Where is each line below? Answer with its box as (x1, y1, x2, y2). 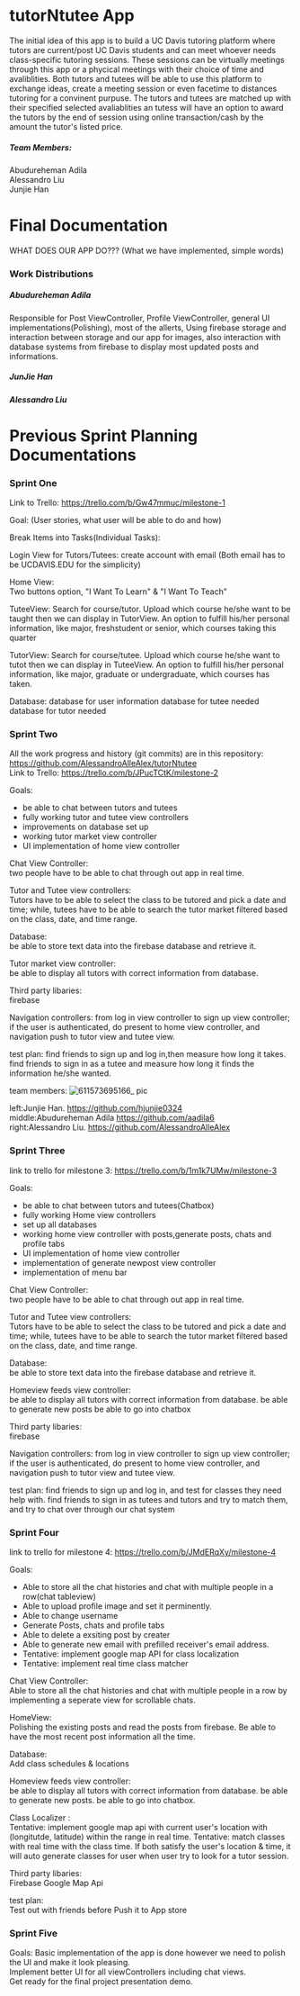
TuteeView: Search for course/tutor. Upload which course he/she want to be (9, 604, 292, 615)
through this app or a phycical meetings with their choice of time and (9, 64, 264, 75)
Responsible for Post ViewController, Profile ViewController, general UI (9, 312, 270, 323)
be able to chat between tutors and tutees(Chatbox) (22, 1199, 215, 1211)
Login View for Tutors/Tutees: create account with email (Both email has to (9, 550, 286, 561)
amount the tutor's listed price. (9, 121, 123, 131)
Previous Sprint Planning (9, 425, 199, 446)
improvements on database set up (22, 821, 149, 833)
